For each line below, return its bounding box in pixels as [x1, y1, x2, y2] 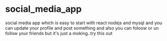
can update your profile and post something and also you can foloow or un [5, 25, 159, 31]
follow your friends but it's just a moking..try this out [5, 30, 112, 36]
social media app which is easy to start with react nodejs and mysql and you [5, 20, 162, 26]
